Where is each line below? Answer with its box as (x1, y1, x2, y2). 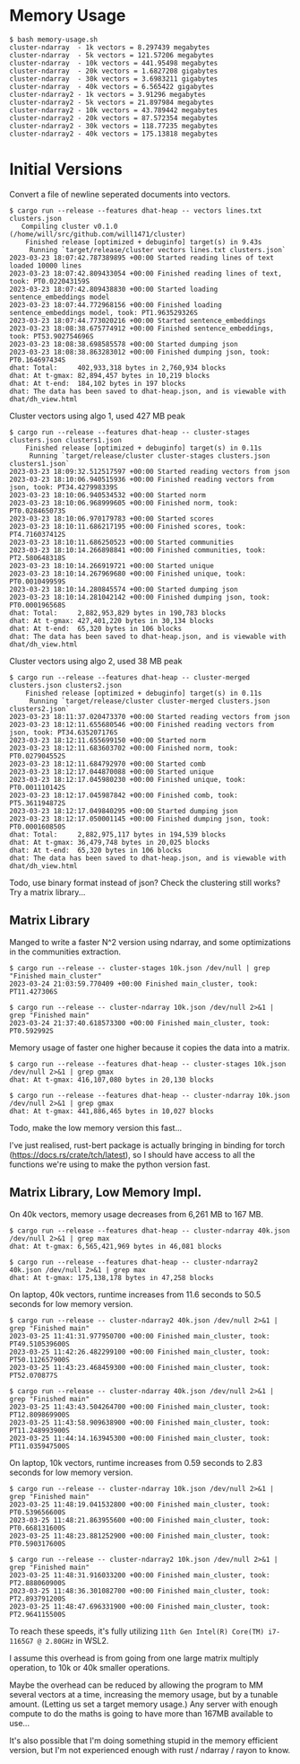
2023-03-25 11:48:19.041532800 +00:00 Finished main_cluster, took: (9, 1500, 270, 1509)
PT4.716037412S (9, 530, 66, 539)
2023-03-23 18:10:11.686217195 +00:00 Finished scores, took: (9, 522, 246, 531)
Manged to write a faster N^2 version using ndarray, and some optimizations (9, 936, 291, 947)
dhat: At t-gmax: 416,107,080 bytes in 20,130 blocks (9, 1075, 215, 1084)
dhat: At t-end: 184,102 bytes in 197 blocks (9, 379, 186, 388)
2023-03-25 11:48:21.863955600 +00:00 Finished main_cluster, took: (9, 1515, 270, 1524)
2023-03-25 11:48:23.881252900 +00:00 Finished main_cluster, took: (9, 1531, 270, 1540)
